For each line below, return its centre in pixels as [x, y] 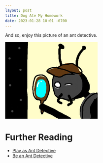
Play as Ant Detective [34, 151]
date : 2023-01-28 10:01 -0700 [36, 21]
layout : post [18, 10]
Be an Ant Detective [33, 156]
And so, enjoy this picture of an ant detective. [51, 35]
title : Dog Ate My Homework [34, 15]
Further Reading [39, 137]
